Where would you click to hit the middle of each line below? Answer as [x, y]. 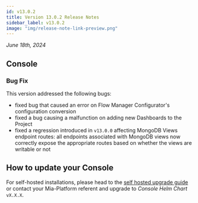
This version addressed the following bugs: [59, 93]
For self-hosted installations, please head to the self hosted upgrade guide [97, 182]
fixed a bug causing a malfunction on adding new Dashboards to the [98, 118]
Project [23, 124]
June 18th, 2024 [26, 45]
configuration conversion [45, 111]
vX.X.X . [15, 195]
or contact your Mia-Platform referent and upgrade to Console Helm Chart [97, 188]
